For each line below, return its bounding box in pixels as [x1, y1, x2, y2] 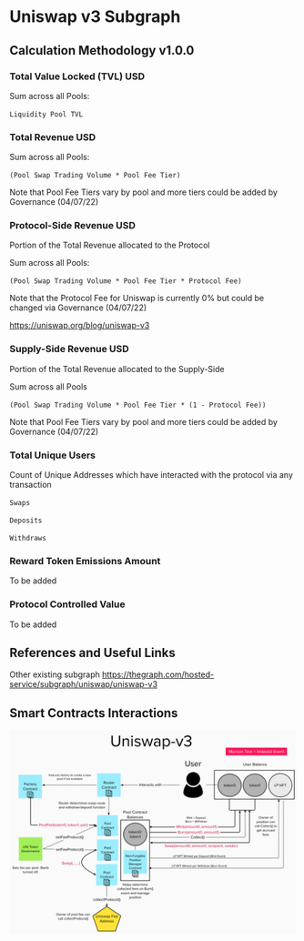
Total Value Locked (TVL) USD [9, 70, 146, 83]
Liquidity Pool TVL [9, 109, 84, 119]
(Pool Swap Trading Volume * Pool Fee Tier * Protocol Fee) [9, 277, 243, 286]
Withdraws [9, 534, 47, 543]
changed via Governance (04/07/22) [9, 302, 147, 313]
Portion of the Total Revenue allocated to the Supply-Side [9, 363, 225, 374]
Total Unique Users [9, 449, 96, 461]
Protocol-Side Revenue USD [9, 219, 137, 232]
